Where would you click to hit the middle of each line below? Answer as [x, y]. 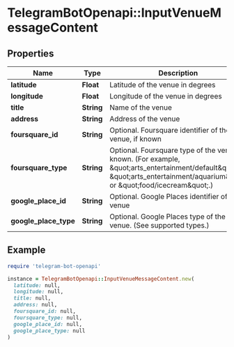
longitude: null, [39, 292]
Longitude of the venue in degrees [165, 96]
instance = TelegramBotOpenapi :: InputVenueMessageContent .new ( [101, 279]
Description [178, 73]
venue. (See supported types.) [159, 225]
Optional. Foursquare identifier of [163, 130]
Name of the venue [140, 108]
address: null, [36, 305]
